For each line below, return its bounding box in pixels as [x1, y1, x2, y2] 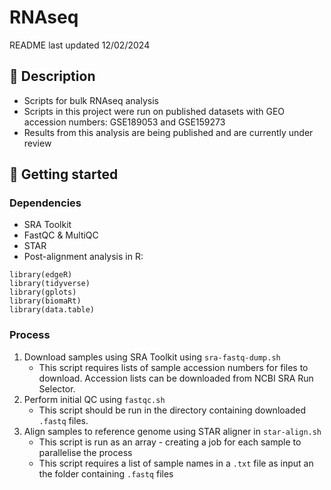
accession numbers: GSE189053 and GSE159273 [23, 116, 226, 128]
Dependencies [9, 196, 82, 210]
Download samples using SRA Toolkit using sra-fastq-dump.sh [23, 351, 281, 363]
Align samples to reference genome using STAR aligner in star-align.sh [23, 425, 322, 437]
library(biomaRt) [9, 296, 82, 306]
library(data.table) [9, 305, 96, 315]
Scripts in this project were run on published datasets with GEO [23, 105, 286, 117]
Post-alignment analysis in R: [23, 251, 144, 263]
